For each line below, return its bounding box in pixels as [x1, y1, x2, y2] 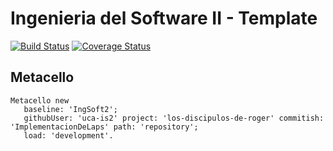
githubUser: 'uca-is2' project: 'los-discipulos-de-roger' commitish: [23, 113, 325, 123]
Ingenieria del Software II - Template [10, 7, 318, 30]
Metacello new [10, 95, 70, 106]
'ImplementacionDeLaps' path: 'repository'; [10, 122, 199, 132]
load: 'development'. [23, 130, 114, 141]
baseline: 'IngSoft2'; [23, 104, 118, 114]
